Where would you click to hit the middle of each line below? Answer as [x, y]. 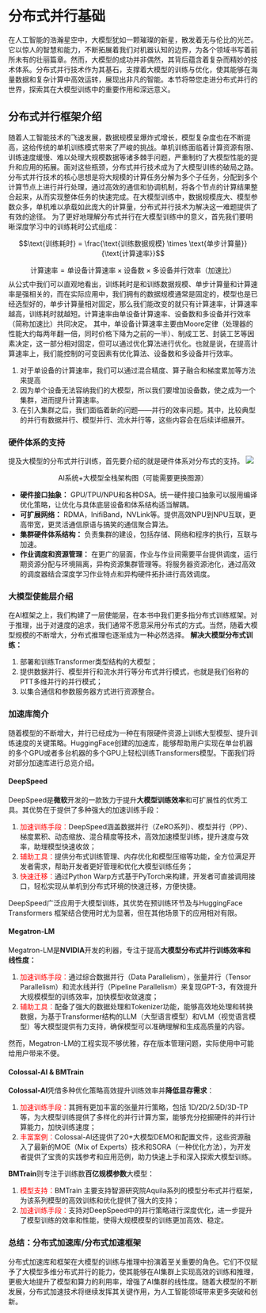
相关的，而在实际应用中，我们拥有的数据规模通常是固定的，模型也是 [140, 293]
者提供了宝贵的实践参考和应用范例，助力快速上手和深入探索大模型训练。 [137, 1157]
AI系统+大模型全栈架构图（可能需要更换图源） [133, 478]
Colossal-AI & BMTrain [46, 1072]
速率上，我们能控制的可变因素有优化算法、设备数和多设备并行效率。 [126, 353]
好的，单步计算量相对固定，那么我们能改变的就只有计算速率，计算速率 [143, 304]
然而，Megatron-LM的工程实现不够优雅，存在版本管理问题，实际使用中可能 [131, 1043]
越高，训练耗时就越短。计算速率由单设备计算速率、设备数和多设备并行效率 [129, 313]
